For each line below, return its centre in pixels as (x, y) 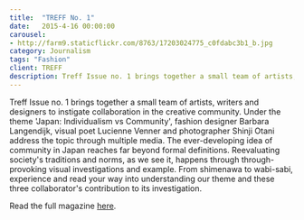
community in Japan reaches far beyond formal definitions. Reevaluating (145, 150)
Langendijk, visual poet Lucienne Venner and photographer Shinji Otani (142, 131)
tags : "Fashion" (40, 60)
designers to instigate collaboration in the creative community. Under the (145, 111)
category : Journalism (50, 51)
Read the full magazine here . (63, 206)
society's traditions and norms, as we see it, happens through (124, 160)
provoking (28, 169)
